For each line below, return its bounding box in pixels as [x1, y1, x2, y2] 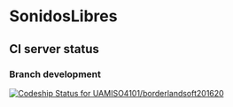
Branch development [9, 68, 102, 80]
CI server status [9, 42, 100, 57]
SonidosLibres [9, 6, 118, 27]
